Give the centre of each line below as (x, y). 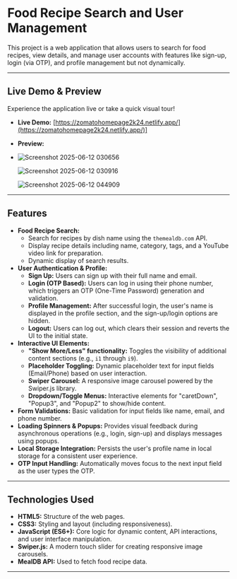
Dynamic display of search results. (78, 260)
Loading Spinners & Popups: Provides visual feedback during (108, 426)
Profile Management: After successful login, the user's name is (121, 305)
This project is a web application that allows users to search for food (107, 47)
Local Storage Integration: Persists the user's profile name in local (115, 448)
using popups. (38, 440)
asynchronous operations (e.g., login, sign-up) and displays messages (120, 433)
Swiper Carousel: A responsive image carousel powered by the (120, 380)
